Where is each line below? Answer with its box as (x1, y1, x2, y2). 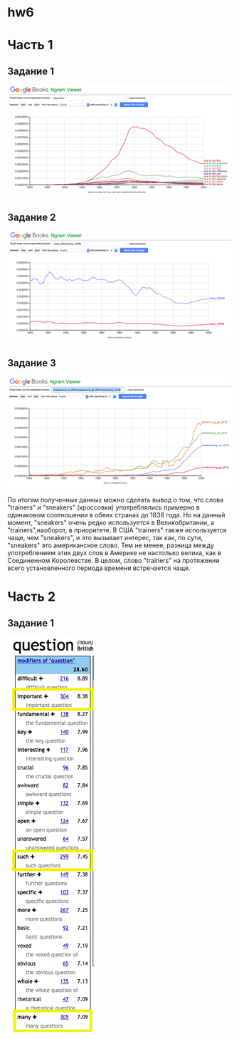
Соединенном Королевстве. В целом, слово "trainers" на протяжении (7, 557, 220, 565)
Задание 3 (7, 357, 56, 369)
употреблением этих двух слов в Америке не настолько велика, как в (7, 549, 222, 557)
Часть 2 (7, 589, 55, 605)
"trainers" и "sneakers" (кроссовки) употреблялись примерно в (7, 503, 201, 512)
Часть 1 (7, 37, 53, 53)
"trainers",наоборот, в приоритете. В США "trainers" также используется (7, 526, 227, 534)
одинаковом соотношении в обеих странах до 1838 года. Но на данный (7, 511, 225, 519)
